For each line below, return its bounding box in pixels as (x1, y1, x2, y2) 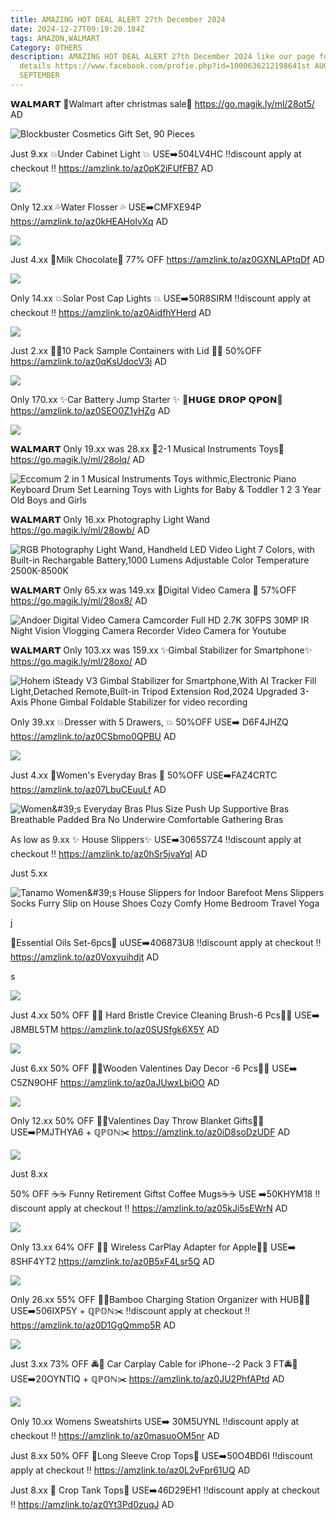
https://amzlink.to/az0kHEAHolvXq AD (10, 215, 169, 227)
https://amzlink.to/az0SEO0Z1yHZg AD (10, 404, 171, 416)
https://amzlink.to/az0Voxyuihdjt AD (10, 951, 160, 963)
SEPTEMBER (19, 71, 60, 81)
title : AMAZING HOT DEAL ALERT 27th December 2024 (10, 14, 226, 25)
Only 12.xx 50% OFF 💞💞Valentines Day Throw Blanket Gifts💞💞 (10, 1114, 265, 1126)
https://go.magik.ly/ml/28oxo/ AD (10, 655, 148, 667)
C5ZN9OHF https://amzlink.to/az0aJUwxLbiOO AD (10, 1076, 220, 1088)
